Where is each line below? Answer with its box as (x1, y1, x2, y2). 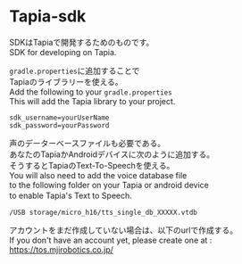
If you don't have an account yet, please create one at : (9, 235, 213, 245)
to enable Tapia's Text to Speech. (9, 190, 132, 201)
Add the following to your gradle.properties (9, 87, 172, 97)
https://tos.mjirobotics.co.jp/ (9, 243, 114, 255)
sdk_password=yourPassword (9, 120, 110, 130)
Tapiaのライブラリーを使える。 (9, 76, 123, 87)
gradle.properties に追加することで (9, 65, 140, 76)
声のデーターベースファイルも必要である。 (9, 137, 166, 148)
